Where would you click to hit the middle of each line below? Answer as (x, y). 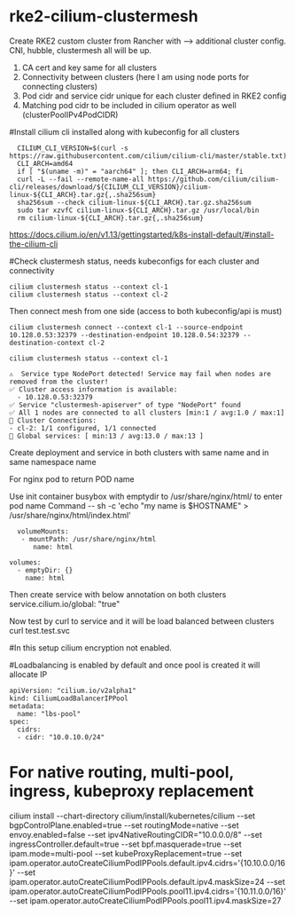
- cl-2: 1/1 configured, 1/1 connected (83, 428)
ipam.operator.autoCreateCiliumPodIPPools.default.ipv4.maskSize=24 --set (147, 881)
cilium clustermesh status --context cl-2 (89, 295)
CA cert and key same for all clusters (89, 67)
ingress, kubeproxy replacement (132, 791)
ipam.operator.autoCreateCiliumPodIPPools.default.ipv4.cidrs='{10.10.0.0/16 (147, 863)
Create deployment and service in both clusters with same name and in (139, 452)
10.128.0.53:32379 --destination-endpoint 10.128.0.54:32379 (124, 335)
